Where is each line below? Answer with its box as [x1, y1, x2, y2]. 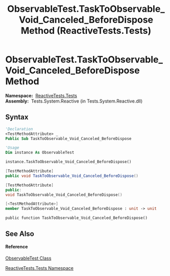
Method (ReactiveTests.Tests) [20, 25, 152, 36]
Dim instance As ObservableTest [5, 150, 74, 155]
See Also [5, 229, 34, 238]
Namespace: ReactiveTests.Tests [5, 92, 77, 98]
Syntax [5, 113, 29, 122]
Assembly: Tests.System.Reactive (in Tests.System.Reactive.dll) [5, 98, 143, 104]
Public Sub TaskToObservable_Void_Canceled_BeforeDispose [5, 136, 132, 141]
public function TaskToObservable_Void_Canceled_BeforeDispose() [5, 215, 147, 221]
